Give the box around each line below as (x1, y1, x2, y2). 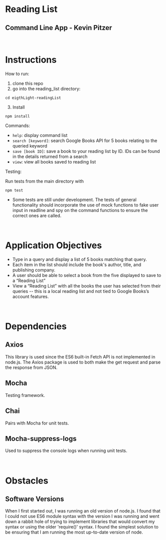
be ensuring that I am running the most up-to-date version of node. (5, 529, 144, 535)
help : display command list (12, 132, 68, 138)
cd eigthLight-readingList (5, 95, 61, 100)
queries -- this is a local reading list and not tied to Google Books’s (12, 288, 150, 294)
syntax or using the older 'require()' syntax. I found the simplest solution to (5, 524, 159, 530)
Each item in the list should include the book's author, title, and (12, 261, 142, 267)
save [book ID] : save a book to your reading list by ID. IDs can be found (12, 148, 161, 154)
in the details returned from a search (12, 153, 88, 159)
